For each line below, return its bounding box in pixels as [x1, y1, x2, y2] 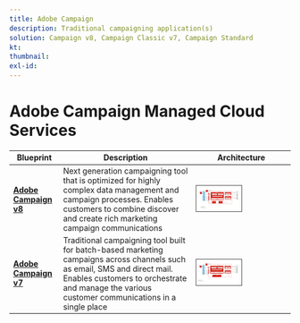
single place [62, 301, 108, 312]
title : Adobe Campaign [9, 14, 94, 23]
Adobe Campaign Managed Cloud [9, 101, 265, 122]
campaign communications [62, 222, 163, 233]
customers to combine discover [62, 203, 179, 214]
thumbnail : [9, 52, 50, 62]
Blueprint [16, 152, 52, 163]
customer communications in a [62, 292, 177, 302]
